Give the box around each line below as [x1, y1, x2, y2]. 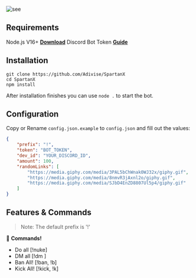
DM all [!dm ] [14, 252, 47, 260]
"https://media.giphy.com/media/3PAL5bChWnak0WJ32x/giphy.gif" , [27, 169, 189, 175]
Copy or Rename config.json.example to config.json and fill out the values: [6, 125, 191, 132]
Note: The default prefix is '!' [20, 223, 90, 230]
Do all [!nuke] [14, 246, 48, 253]
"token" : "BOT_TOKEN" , [17, 147, 73, 153]
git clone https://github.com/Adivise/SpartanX [6, 71, 126, 77]
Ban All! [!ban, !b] [14, 258, 57, 266]
